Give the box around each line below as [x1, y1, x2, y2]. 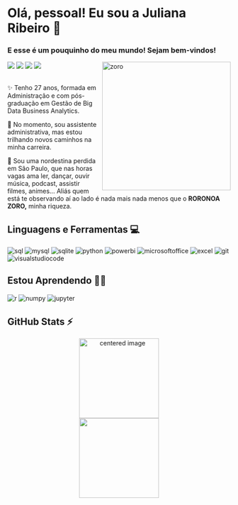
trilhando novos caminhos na [7, 135, 92, 144]
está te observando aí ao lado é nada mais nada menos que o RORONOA [7, 194, 220, 203]
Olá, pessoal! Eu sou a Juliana [7, 5, 186, 21]
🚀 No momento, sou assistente [7, 121, 97, 129]
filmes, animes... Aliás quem [7, 187, 90, 196]
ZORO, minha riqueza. [7, 202, 72, 211]
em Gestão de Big [40, 99, 93, 108]
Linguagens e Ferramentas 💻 [7, 223, 140, 235]
